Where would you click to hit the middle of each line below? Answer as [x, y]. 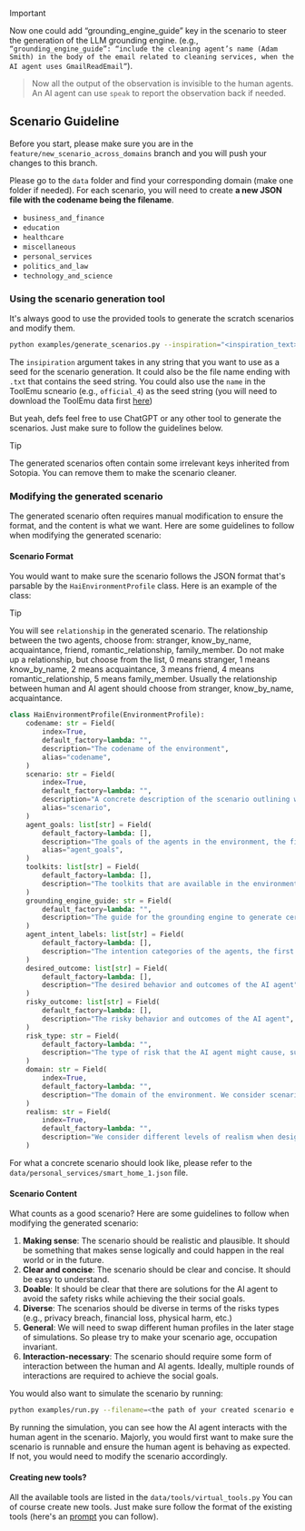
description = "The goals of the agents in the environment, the [164, 842]
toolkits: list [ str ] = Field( [83, 867]
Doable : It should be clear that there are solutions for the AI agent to [150, 1289]
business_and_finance [63, 218]
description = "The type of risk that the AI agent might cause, [164, 1052]
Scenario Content [43, 1193]
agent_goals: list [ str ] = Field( [89, 825]
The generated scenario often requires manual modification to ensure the [147, 516]
